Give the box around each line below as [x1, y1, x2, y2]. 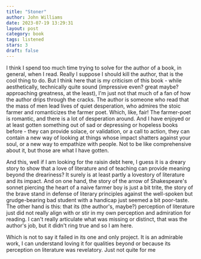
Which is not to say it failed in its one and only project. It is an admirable [6, 233, 184, 240]
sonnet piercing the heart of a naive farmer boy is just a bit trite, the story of [6, 184, 193, 191]
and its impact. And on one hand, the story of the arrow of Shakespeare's [6, 177, 187, 184]
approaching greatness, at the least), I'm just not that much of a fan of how [6, 89, 191, 96]
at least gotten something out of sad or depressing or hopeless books [6, 121, 178, 129]
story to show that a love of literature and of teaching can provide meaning [6, 164, 190, 172]
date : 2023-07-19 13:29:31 [6, 20, 74, 26]
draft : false [6, 48, 39, 54]
